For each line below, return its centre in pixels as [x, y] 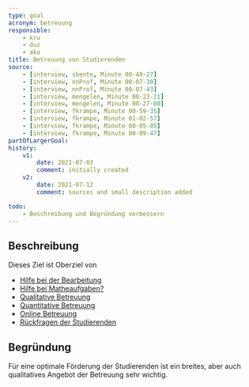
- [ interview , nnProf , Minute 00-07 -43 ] [90, 89]
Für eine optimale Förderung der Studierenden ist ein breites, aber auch [124, 366]
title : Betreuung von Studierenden [67, 60]
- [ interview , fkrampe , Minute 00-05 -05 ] [91, 126]
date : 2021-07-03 [65, 163]
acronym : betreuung [40, 23]
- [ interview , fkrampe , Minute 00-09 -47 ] [91, 133]
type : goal [26, 15]
